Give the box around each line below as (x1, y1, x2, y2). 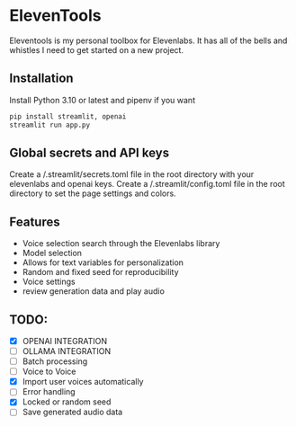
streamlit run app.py (9, 120, 91, 129)
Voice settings (22, 276, 76, 288)
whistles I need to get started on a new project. (9, 44, 184, 55)
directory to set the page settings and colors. (9, 188, 177, 199)
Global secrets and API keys (9, 145, 169, 160)
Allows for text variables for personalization (22, 257, 184, 268)
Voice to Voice (22, 366, 76, 377)
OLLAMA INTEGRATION (22, 346, 111, 356)
